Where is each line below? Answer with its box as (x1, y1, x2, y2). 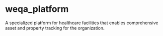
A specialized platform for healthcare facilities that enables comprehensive (5, 20, 159, 26)
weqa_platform (5, 3, 69, 15)
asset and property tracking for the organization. (5, 25, 105, 31)
